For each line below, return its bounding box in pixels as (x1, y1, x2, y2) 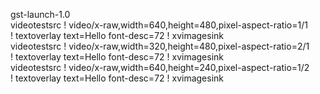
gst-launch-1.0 (10, 9, 71, 20)
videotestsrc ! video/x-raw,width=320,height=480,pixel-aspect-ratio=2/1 (10, 40, 310, 52)
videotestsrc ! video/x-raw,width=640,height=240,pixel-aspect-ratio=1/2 (10, 62, 310, 73)
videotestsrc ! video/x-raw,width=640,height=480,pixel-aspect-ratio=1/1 (10, 19, 308, 31)
